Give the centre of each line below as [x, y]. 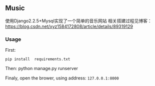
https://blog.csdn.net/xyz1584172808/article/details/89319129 [69, 26]
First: [10, 50]
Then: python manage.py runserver [42, 69]
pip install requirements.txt [38, 59]
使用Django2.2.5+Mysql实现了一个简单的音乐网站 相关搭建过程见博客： [78, 21]
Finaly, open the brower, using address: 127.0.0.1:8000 [62, 78]
